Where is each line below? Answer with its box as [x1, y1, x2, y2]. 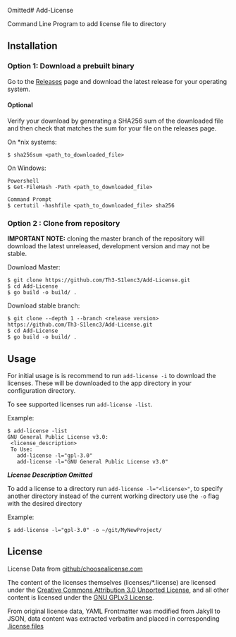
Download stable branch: [7, 301, 80, 310]
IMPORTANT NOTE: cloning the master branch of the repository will [7, 234, 205, 243]
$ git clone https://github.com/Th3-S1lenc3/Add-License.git [7, 277, 191, 284]
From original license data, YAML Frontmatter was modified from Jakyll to [7, 607, 221, 615]
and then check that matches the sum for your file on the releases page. [7, 123, 217, 133]
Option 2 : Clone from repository [7, 218, 120, 228]
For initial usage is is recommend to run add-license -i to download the [7, 372, 216, 380]
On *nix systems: [7, 138, 58, 146]
